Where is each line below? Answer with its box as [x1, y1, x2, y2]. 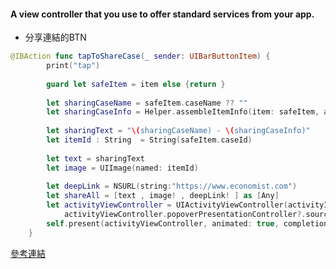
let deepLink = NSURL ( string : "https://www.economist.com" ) [46, 181, 298, 192]
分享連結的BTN [24, 31, 87, 44]
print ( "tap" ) [46, 61, 101, 71]
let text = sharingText [46, 153, 145, 164]
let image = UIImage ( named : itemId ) [46, 163, 199, 173]
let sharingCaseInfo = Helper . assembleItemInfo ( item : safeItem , [46, 107, 320, 117]
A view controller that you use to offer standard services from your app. [10, 8, 315, 20]
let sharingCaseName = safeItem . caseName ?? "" [46, 98, 248, 108]
